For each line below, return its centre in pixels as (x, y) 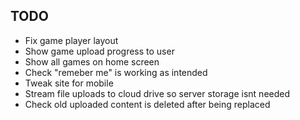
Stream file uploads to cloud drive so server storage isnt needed (157, 93)
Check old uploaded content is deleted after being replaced (147, 104)
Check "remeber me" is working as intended (116, 72)
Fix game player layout (71, 40)
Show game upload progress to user (99, 51)
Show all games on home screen (92, 61)
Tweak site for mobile (69, 83)
